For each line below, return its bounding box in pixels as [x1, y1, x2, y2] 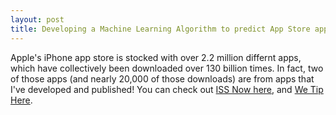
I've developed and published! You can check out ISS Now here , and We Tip [10, 83, 324, 95]
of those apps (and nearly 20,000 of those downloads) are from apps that [10, 72, 315, 85]
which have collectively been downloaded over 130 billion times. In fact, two [10, 62, 324, 74]
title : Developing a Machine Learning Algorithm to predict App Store [10, 24, 311, 34]
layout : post [10, 14, 65, 25]
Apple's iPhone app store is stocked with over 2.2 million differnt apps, [10, 51, 302, 63]
